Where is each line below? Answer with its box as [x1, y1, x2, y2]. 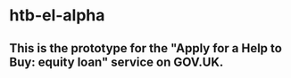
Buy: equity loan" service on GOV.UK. [9, 54, 224, 69]
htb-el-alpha [9, 5, 105, 26]
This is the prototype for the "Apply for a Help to [9, 41, 283, 56]
